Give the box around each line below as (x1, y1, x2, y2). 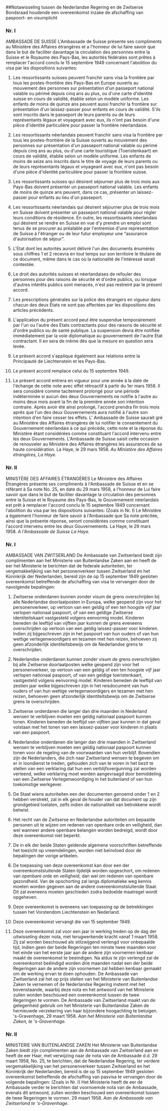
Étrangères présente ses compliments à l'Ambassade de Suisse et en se (5, 481, 154, 487)
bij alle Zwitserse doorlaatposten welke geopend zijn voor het (12, 661, 140, 667)
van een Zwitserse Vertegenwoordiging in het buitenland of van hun (12, 776, 153, 782)
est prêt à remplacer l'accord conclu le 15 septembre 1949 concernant (5, 502, 150, 508)
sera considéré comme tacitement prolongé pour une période (12, 388, 140, 394)
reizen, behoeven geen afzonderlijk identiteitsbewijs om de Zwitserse (12, 693, 156, 699)
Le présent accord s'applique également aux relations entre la (12, 353, 140, 359)
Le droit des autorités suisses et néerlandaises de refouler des (12, 271, 142, 277)
